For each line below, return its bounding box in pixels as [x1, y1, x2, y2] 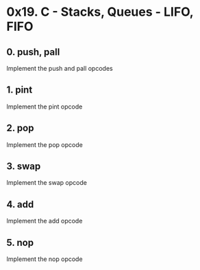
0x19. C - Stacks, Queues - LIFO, [6, 4, 194, 20]
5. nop [6, 236, 34, 248]
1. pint [6, 84, 33, 96]
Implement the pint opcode [6, 102, 83, 111]
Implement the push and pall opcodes [6, 65, 114, 72]
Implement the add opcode [6, 217, 83, 225]
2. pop [6, 122, 34, 134]
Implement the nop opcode [6, 255, 83, 263]
